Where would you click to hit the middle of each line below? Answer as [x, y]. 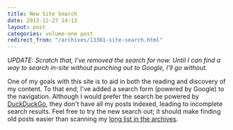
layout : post [27, 27]
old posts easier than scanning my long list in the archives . [93, 119]
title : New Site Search [42, 14]
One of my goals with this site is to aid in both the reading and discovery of [116, 81]
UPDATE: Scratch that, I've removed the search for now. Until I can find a [114, 60]
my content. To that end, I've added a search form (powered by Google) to [116, 89]
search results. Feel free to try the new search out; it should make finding [114, 112]
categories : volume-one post [50, 34]
